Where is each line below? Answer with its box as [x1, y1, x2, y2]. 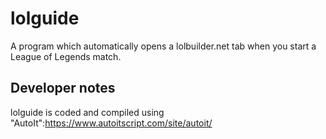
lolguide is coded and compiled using [10, 106, 165, 118]
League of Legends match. [10, 50, 122, 62]
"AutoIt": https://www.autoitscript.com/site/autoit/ [10, 117, 213, 129]
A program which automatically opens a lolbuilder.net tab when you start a [10, 40, 317, 52]
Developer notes [10, 80, 116, 97]
